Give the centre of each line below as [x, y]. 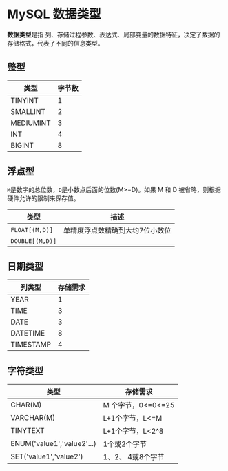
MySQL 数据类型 [54, 14]
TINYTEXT [28, 431]
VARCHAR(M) [33, 418]
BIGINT [22, 145]
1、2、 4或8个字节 [134, 457]
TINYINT [25, 100]
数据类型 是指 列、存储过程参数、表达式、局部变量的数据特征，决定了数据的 [114, 35]
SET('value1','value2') [47, 456]
